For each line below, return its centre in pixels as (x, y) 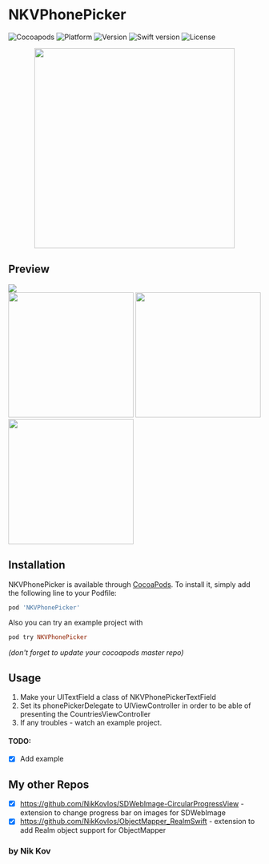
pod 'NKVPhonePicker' (44, 607)
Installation (37, 565)
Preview (29, 269)
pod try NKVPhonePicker (48, 637)
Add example (42, 759)
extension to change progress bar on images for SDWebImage (123, 813)
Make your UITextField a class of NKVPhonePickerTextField (118, 697)
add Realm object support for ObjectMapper (93, 830)
